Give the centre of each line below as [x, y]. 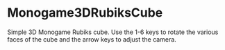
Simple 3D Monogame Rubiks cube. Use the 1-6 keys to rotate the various [113, 32]
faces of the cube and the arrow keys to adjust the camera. [92, 39]
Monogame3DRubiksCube [85, 13]
